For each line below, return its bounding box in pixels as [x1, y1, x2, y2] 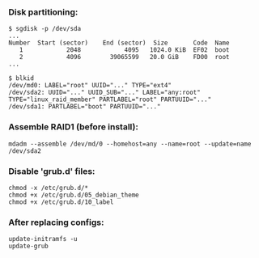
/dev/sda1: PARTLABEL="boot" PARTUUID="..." [8, 103, 161, 111]
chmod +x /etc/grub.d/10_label [8, 197, 114, 206]
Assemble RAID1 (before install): [8, 121, 139, 133]
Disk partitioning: [8, 6, 79, 18]
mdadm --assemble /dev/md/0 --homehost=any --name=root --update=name [8, 140, 252, 148]
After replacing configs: [8, 217, 104, 228]
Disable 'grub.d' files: [8, 165, 96, 176]
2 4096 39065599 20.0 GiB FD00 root [19, 53, 230, 61]
